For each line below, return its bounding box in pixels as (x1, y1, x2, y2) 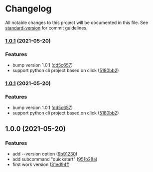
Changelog (5, 3, 52, 14)
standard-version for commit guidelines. (5, 24, 88, 30)
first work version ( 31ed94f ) (12, 161, 70, 167)
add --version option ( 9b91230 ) (12, 151, 78, 157)
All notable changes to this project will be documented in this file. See (5, 19, 149, 25)
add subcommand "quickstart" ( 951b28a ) (12, 156, 98, 162)
